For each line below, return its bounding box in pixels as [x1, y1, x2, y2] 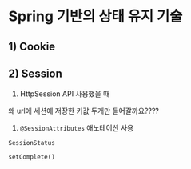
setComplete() [8, 153, 56, 161]
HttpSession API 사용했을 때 [19, 89, 110, 99]
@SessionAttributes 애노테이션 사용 [19, 123, 134, 133]
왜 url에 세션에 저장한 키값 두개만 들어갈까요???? [8, 106, 160, 116]
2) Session [8, 66, 62, 80]
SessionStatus [8, 139, 56, 147]
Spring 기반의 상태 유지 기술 [8, 7, 183, 26]
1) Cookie [8, 39, 56, 53]
